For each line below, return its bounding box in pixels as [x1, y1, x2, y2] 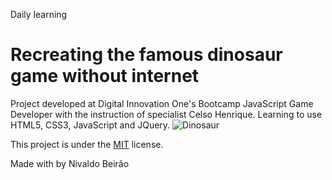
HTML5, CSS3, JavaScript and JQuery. [10, 119, 171, 131]
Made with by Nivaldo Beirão [10, 157, 130, 169]
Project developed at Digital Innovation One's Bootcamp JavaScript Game [10, 97, 314, 109]
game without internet [10, 65, 200, 88]
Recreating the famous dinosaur [10, 44, 283, 66]
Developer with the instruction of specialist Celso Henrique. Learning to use [10, 108, 323, 120]
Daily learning [10, 9, 68, 20]
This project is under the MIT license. [10, 138, 164, 150]
